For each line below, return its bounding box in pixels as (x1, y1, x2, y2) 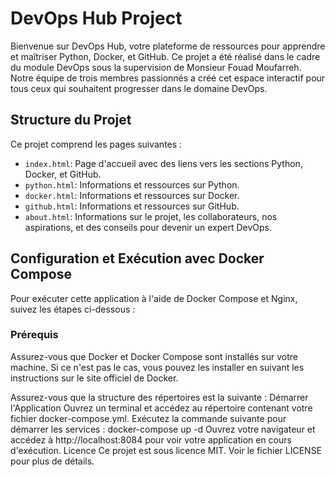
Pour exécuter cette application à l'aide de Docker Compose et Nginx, (10, 292, 298, 304)
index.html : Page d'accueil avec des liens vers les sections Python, (24, 157, 303, 169)
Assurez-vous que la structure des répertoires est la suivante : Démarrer (10, 391, 309, 403)
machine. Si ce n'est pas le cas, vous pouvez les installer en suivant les (10, 361, 305, 373)
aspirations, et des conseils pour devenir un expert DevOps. (24, 221, 273, 233)
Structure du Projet (10, 112, 132, 129)
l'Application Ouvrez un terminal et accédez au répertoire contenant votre (10, 402, 313, 414)
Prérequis (10, 328, 59, 342)
